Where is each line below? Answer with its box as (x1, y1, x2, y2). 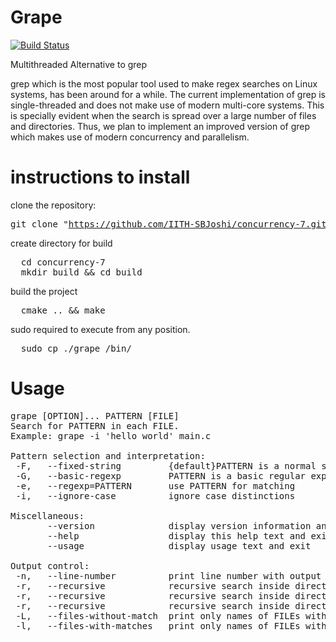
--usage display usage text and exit (47, 540, 312, 551)
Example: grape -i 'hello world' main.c (10, 430, 212, 441)
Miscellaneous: (10, 510, 85, 521)
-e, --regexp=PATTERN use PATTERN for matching (15, 480, 296, 491)
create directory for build (10, 237, 113, 249)
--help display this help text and (47, 530, 307, 541)
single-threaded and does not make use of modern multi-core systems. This (10, 99, 325, 111)
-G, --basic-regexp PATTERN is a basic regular (15, 470, 307, 481)
